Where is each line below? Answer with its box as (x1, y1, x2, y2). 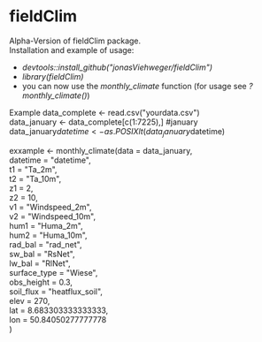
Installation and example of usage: (9, 44, 135, 55)
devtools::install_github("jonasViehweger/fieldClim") (21, 62, 213, 72)
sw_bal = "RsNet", (9, 248, 75, 259)
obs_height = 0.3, (9, 277, 73, 287)
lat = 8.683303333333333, (9, 305, 109, 315)
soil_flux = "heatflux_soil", (9, 285, 104, 297)
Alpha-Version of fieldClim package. (9, 35, 142, 46)
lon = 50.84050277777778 (9, 314, 107, 324)
